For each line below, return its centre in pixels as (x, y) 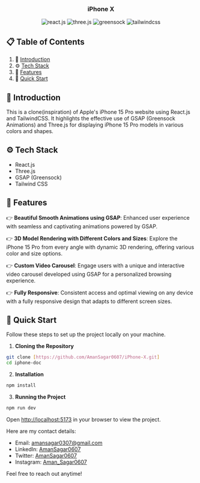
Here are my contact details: (41, 431)
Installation (29, 375)
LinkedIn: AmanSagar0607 (48, 449)
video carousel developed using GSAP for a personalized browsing (89, 274)
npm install (21, 385)
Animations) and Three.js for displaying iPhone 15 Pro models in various (95, 125)
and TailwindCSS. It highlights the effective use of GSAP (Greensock (91, 118)
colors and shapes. (30, 131)
